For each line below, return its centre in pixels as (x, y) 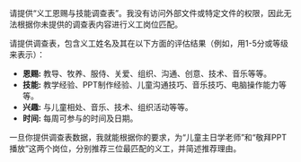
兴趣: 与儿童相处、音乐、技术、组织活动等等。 (107, 107)
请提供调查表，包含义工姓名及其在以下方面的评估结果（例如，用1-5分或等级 (149, 43)
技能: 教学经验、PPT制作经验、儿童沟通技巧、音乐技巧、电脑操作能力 (150, 85)
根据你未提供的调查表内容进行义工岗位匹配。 (99, 24)
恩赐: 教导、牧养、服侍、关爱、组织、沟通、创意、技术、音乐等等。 (147, 73)
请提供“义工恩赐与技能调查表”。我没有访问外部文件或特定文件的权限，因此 (147, 13)
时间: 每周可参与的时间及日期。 (80, 118)
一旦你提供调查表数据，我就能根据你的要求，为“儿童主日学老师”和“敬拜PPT (148, 137)
